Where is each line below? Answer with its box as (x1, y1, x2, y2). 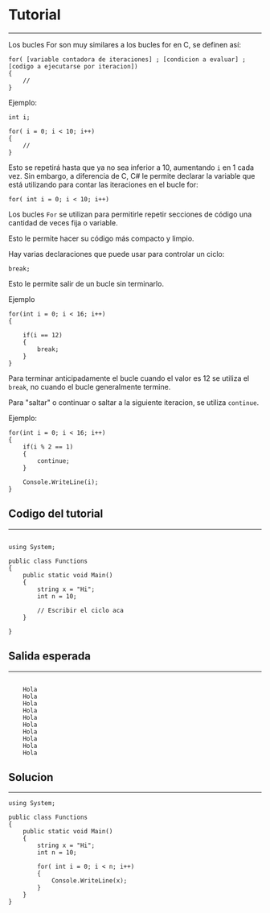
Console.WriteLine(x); (51, 877, 128, 885)
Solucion (8, 770, 54, 784)
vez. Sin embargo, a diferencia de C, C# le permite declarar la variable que (8, 171, 256, 180)
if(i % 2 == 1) (22, 443, 74, 451)
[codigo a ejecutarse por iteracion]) (8, 62, 138, 70)
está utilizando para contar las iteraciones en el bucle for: (8, 180, 198, 189)
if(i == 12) (22, 331, 63, 339)
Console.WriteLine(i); (22, 477, 99, 486)
